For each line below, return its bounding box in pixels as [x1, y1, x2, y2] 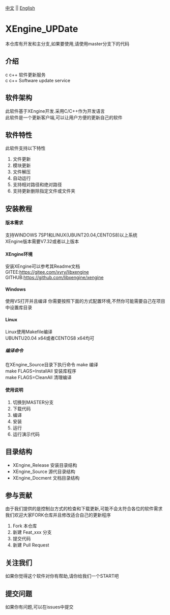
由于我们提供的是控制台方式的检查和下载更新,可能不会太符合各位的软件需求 [5, 506, 163, 512]
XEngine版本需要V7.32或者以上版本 [5, 238, 79, 244]
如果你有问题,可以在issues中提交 [5, 604, 74, 610]
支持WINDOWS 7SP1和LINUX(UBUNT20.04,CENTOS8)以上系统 [5, 232, 137, 238]
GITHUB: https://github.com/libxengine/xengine [5, 274, 104, 280]
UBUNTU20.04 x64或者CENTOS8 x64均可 [5, 335, 95, 341]
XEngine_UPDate [5, 23, 78, 35]
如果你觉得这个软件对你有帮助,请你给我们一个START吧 [5, 573, 119, 579]
